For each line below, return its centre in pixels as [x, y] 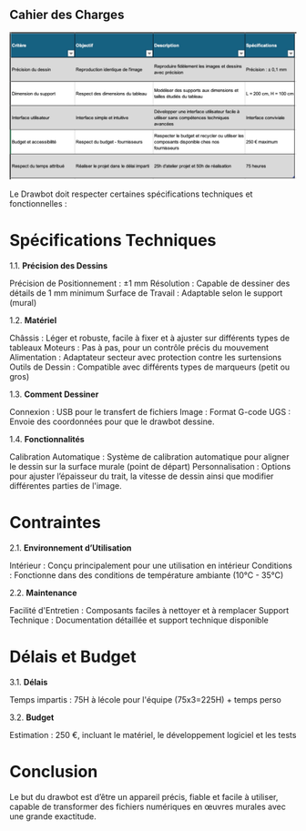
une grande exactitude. [53, 816]
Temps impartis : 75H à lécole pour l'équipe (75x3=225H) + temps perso [146, 699]
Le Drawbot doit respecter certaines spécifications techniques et [131, 194]
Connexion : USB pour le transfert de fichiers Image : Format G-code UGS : [150, 412]
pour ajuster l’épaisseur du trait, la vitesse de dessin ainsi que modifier [142, 476]
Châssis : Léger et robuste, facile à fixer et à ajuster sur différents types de [149, 338]
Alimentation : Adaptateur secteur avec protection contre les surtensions [146, 358]
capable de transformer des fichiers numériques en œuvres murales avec [148, 806]
